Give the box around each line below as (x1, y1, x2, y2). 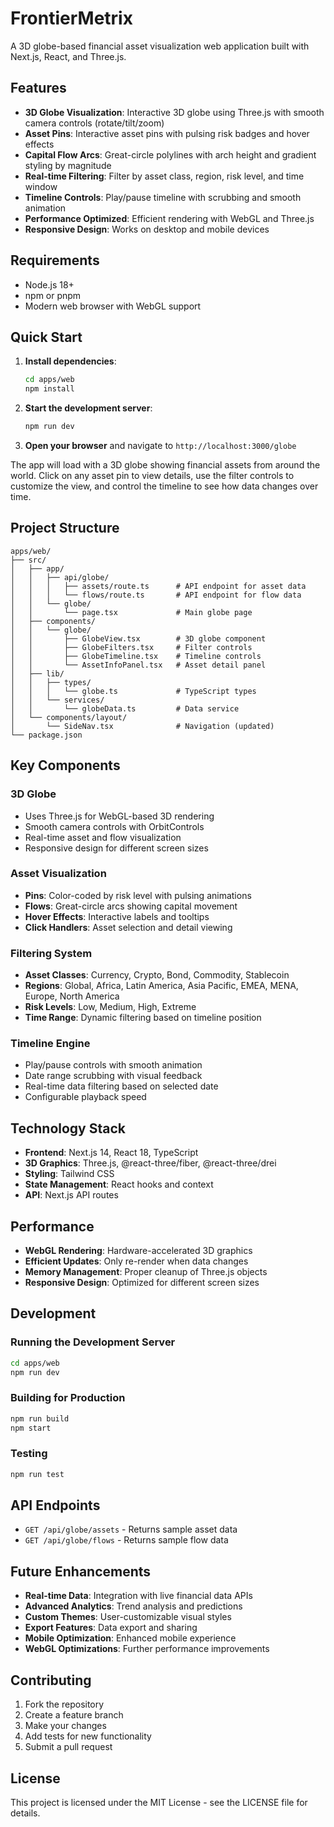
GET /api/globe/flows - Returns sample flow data (24, 1534, 229, 1546)
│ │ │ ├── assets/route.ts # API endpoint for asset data (10, 581, 307, 591)
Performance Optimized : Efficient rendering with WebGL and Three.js (24, 212, 315, 224)
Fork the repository (24, 1698, 105, 1711)
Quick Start (10, 328, 83, 346)
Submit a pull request (24, 1741, 113, 1753)
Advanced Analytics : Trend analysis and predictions (24, 1600, 243, 1612)
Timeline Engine (10, 1037, 91, 1051)
